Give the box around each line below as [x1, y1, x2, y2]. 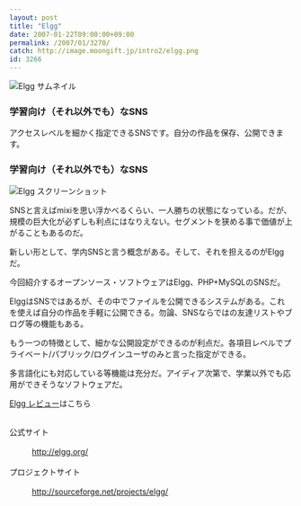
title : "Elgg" [9, 22, 63, 31]
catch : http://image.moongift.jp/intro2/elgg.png [9, 47, 199, 56]
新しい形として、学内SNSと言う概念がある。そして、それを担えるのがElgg [9, 246, 285, 257]
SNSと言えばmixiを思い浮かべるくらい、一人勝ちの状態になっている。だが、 [9, 204, 292, 216]
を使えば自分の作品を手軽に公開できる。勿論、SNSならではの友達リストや [9, 306, 285, 317]
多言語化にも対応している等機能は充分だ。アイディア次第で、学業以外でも [9, 368, 283, 378]
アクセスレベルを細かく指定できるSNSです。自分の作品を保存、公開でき [9, 128, 277, 138]
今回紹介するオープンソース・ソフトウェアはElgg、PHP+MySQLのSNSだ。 [9, 276, 286, 288]
